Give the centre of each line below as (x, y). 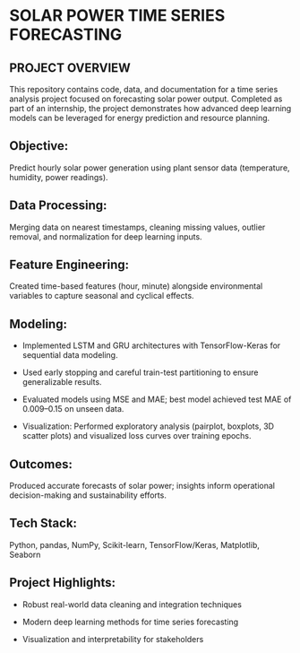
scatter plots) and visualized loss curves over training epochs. (137, 436)
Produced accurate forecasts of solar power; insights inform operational (142, 486)
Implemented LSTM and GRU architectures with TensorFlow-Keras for (151, 345)
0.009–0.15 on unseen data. (73, 409)
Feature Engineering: (69, 265)
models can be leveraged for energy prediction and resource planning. (140, 118)
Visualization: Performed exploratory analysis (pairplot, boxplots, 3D (148, 426)
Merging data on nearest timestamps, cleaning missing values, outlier (137, 227)
